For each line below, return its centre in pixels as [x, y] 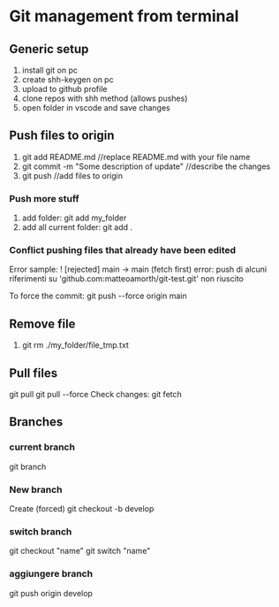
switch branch [41, 531]
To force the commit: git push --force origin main [98, 296]
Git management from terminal [124, 16]
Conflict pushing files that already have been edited [123, 250]
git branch [28, 466]
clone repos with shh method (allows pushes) [105, 98]
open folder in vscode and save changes [96, 108]
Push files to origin [62, 136]
